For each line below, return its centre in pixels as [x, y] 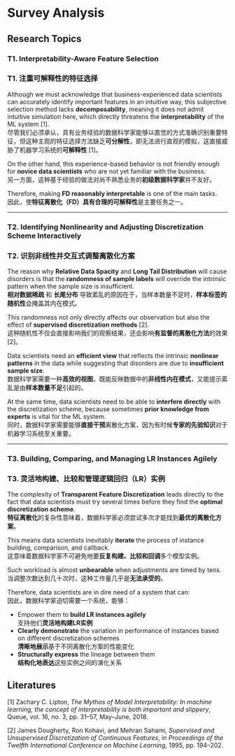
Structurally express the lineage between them [86, 655]
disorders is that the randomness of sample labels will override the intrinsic [117, 279]
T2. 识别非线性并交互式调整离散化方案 [71, 255]
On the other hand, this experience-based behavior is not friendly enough [114, 164]
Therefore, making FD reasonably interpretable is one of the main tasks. [112, 193]
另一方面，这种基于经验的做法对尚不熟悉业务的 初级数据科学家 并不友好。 [111, 179]
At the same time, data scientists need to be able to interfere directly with [114, 402]
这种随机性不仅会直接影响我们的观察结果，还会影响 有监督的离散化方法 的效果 [117, 333]
